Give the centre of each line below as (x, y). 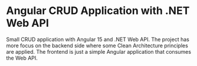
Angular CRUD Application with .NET (98, 11)
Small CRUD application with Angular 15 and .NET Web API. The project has (98, 39)
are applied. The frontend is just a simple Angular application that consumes (99, 51)
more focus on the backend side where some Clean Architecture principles (97, 46)
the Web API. (22, 58)
